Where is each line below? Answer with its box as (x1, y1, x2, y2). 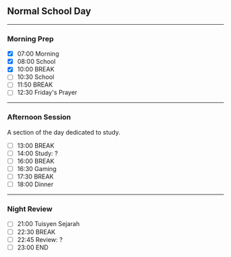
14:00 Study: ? (16, 149, 58, 157)
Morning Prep (7, 34, 54, 43)
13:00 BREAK (16, 141, 55, 150)
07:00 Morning (16, 49, 60, 58)
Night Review (7, 204, 53, 214)
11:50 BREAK (16, 80, 53, 89)
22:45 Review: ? (16, 235, 63, 243)
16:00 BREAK (16, 157, 55, 165)
